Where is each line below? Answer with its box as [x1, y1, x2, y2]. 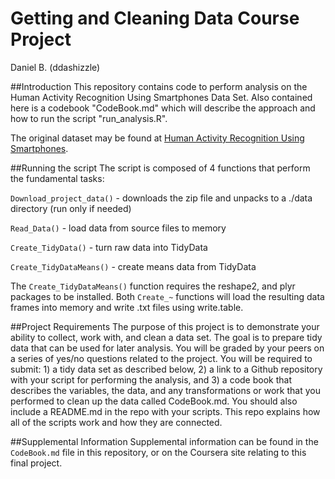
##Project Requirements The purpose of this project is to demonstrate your [10, 320, 320, 332]
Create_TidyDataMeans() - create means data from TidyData [10, 260, 257, 272]
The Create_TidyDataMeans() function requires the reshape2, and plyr [10, 280, 296, 292]
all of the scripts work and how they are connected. [10, 416, 223, 428]
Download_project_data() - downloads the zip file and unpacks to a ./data [10, 192, 313, 204]
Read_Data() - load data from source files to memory [10, 222, 227, 234]
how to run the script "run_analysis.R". [10, 112, 168, 124]
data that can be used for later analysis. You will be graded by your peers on [10, 342, 325, 354]
